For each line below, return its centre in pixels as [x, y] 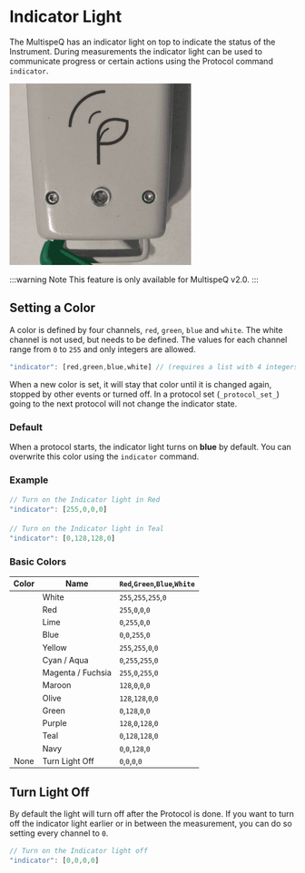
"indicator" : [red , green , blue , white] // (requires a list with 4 [135, 367]
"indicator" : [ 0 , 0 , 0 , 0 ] [54, 861]
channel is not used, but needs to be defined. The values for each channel [148, 339]
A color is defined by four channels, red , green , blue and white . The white [146, 329]
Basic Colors [38, 562]
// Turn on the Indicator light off [79, 851]
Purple [54, 723]
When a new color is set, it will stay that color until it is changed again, [141, 384]
